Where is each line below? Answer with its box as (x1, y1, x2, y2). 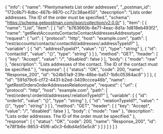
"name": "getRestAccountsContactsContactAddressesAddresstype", (5, 30, 143, 36)
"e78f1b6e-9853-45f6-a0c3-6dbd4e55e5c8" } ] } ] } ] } (5, 124, 117, 129)
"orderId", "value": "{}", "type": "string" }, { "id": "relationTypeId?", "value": (5, 98, 156, 103)
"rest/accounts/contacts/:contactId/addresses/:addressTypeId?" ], (5, 41, 140, 46)
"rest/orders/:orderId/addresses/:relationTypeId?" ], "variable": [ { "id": (5, 92, 148, 98)
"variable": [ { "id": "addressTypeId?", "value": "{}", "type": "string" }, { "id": (5, 46, 157, 51)
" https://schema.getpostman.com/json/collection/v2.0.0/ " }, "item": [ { (5, 20, 147, 25)
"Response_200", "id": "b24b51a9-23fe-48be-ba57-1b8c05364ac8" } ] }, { (5, 72, 157, 77)
